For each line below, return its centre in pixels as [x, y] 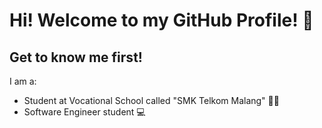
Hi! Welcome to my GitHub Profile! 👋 [161, 20]
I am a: [23, 81]
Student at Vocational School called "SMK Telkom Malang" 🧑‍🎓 [151, 100]
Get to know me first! [76, 57]
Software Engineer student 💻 [84, 112]
